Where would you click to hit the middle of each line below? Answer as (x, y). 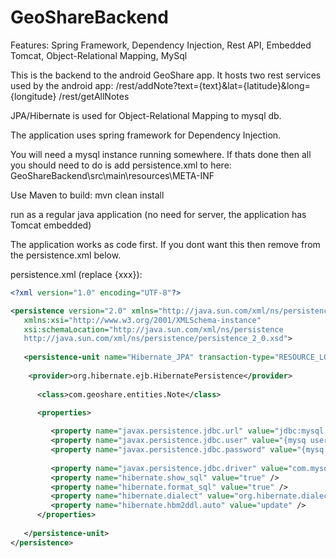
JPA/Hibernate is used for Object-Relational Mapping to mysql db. (146, 115)
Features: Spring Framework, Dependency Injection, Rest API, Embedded (161, 45)
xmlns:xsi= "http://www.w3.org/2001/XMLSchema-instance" (142, 320)
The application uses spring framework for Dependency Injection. (146, 135)
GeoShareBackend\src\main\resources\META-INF (112, 175)
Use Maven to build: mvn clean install (87, 195)
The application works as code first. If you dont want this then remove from (165, 244)
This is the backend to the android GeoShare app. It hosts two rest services (166, 75)
